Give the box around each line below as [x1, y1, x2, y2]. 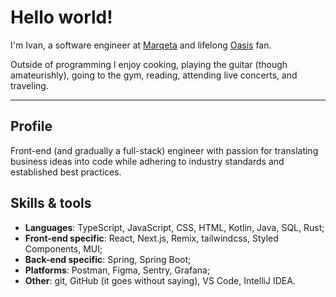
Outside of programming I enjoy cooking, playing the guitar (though [10, 58, 288, 70]
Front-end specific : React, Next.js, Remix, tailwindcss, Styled [24, 232, 279, 244]
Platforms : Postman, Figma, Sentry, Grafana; [24, 264, 211, 276]
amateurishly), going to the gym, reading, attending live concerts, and [10, 69, 298, 81]
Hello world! [10, 6, 113, 29]
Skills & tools [10, 195, 92, 212]
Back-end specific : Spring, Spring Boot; [24, 253, 192, 265]
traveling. [10, 79, 49, 91]
